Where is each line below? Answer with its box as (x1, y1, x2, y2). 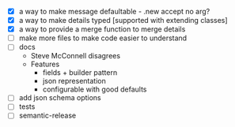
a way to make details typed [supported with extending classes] (18, 16, 228, 25)
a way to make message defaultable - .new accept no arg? (18, 7, 210, 16)
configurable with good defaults (42, 84, 147, 94)
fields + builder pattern (42, 68, 118, 77)
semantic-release (18, 110, 77, 121)
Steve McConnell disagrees (30, 51, 120, 61)
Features (30, 59, 60, 69)
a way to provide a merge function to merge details (18, 24, 186, 34)
